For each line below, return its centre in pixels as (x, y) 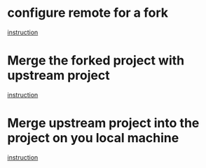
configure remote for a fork (88, 13)
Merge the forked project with (96, 61)
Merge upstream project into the (103, 123)
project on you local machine (93, 138)
